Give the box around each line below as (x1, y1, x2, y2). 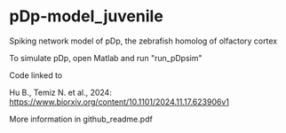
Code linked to (9, 69, 63, 81)
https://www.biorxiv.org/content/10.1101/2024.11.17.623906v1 (9, 96, 229, 107)
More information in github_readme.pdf (9, 113, 153, 124)
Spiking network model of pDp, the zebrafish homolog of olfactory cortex (9, 35, 278, 46)
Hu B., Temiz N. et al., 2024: (9, 87, 113, 98)
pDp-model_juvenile (9, 6, 164, 27)
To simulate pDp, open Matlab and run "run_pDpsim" (9, 52, 203, 63)
